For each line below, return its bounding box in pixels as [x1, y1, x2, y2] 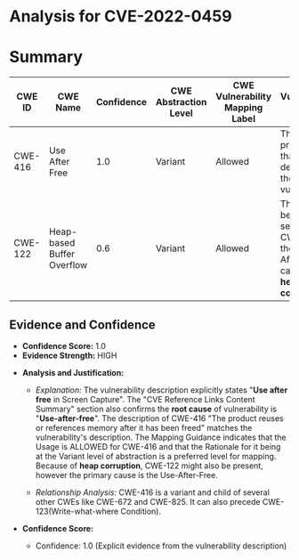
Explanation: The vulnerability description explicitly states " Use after [35, 385, 288, 395]
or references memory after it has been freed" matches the [35, 422, 253, 433]
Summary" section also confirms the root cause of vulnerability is [35, 403, 278, 414]
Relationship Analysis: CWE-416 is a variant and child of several [35, 487, 270, 498]
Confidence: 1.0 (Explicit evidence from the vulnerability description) [35, 540, 287, 551]
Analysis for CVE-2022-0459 [9, 6, 233, 27]
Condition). [120, 506, 162, 516]
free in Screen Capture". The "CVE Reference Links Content [35, 394, 255, 404]
